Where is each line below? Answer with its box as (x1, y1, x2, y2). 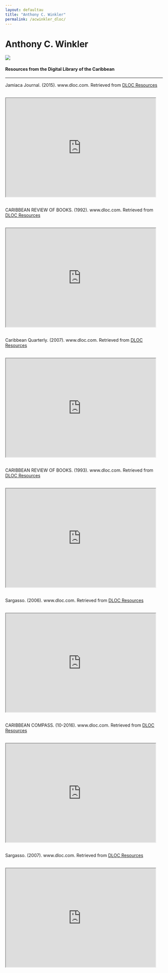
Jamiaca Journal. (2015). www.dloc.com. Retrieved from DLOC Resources (5, 82, 157, 88)
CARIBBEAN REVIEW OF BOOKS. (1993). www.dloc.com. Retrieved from (5, 467, 153, 473)
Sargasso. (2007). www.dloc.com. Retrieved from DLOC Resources (5, 852, 143, 858)
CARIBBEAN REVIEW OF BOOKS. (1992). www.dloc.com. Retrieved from (5, 207, 153, 213)
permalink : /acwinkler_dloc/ (5, 17, 66, 22)
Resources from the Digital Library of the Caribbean (5, 66, 115, 72)
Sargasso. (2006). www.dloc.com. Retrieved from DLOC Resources (5, 597, 144, 603)
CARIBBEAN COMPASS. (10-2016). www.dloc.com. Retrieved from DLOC (5, 722, 155, 728)
